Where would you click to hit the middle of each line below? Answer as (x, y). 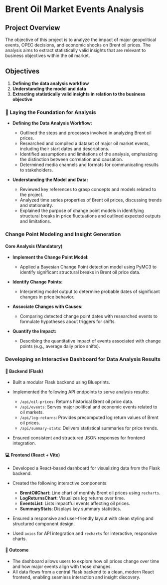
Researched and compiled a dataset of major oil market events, (85, 143)
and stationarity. (36, 205)
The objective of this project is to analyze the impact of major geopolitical (81, 39)
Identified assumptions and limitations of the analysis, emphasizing (89, 154)
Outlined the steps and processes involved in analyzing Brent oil (86, 133)
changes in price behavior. (47, 297)
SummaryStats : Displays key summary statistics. (70, 508)
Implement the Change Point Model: (50, 257)
